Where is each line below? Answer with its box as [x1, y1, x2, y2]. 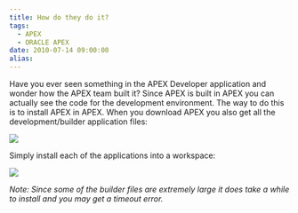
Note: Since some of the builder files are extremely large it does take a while [9, 184, 290, 194]
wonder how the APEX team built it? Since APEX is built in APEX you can [9, 88, 275, 99]
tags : [9, 21, 29, 30]
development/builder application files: [9, 116, 149, 127]
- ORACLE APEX [17, 37, 69, 47]
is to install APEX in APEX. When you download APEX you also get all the [9, 107, 276, 117]
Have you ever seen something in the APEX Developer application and [9, 79, 267, 89]
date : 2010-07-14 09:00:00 [9, 46, 109, 55]
